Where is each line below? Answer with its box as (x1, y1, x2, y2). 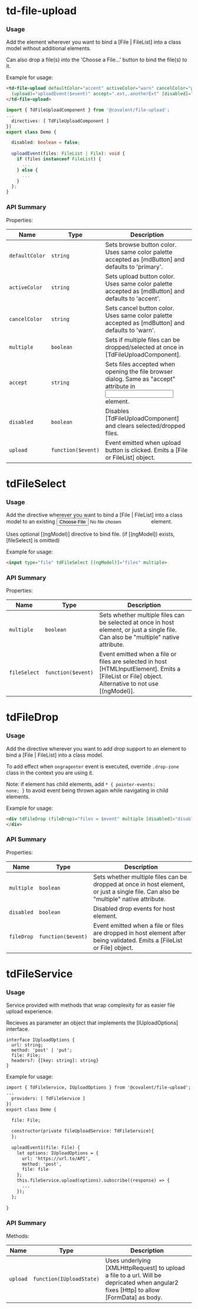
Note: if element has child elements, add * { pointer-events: (6, 780, 156, 787)
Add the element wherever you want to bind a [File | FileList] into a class (6, 38, 181, 45)
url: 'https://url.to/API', (21, 1156, 91, 1161)
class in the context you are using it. (6, 769, 94, 776)
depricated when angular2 (105, 1278, 179, 1287)
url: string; (11, 1042, 44, 1048)
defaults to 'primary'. (105, 263, 163, 271)
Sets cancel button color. (105, 304, 175, 312)
